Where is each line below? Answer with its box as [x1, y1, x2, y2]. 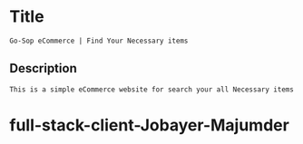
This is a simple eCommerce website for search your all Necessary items [9, 84, 295, 94]
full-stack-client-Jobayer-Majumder [9, 115, 290, 135]
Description [9, 61, 77, 76]
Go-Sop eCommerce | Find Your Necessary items [9, 36, 189, 45]
